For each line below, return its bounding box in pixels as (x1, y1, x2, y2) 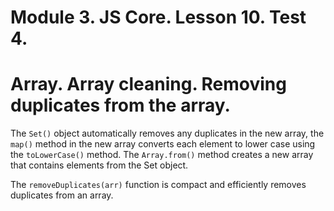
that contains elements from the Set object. (10, 159, 189, 171)
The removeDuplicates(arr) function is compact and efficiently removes (10, 179, 307, 191)
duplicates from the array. (10, 94, 231, 117)
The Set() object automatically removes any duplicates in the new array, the (10, 127, 325, 140)
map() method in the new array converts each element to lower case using (10, 138, 316, 150)
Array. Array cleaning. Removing (10, 73, 287, 96)
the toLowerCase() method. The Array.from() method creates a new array (10, 149, 314, 161)
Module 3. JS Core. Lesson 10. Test (10, 6, 307, 29)
